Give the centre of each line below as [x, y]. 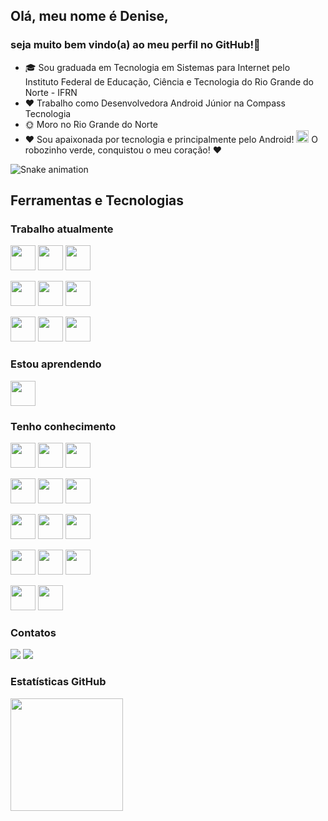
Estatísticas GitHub [58, 682]
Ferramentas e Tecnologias [97, 200]
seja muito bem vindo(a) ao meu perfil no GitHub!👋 [135, 45]
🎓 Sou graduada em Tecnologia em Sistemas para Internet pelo [157, 67]
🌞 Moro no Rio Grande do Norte [91, 124]
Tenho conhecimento [63, 426]
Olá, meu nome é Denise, [89, 16]
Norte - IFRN [51, 92]
